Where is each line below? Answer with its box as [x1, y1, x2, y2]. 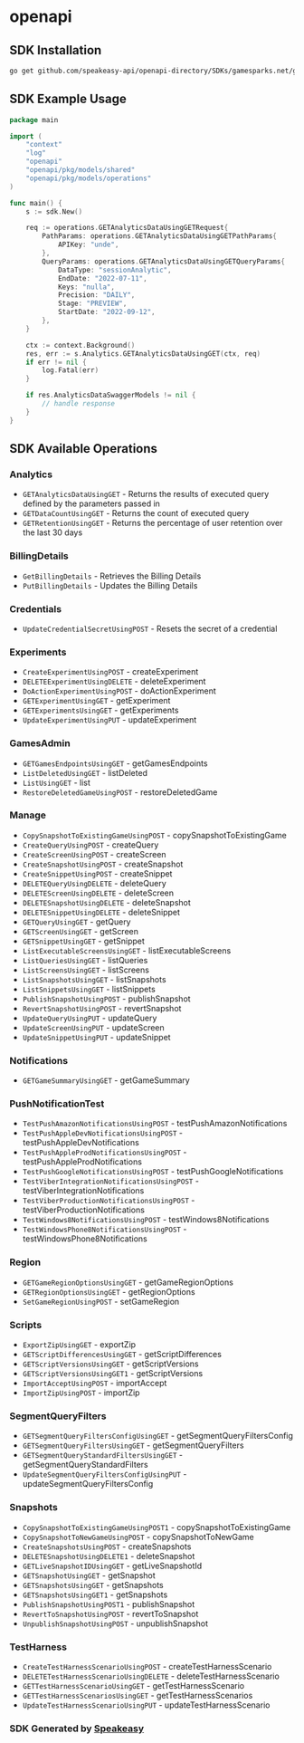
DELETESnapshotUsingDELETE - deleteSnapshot [22, 896, 192, 907]
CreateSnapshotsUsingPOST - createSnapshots [22, 1541, 192, 1552]
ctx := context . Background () [25, 340, 136, 350]
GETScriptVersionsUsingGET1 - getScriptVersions [22, 1368, 204, 1379]
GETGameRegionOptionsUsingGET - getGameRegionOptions [22, 1277, 233, 1288]
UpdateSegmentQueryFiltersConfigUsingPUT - [22, 1469, 187, 1480]
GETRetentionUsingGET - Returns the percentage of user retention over [22, 518, 283, 529]
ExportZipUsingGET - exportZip [22, 1339, 137, 1350]
